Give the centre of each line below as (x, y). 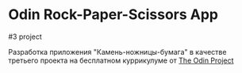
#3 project (25, 36)
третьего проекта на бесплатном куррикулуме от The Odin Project (121, 60)
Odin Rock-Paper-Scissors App (113, 15)
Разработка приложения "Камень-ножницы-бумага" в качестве (117, 52)
